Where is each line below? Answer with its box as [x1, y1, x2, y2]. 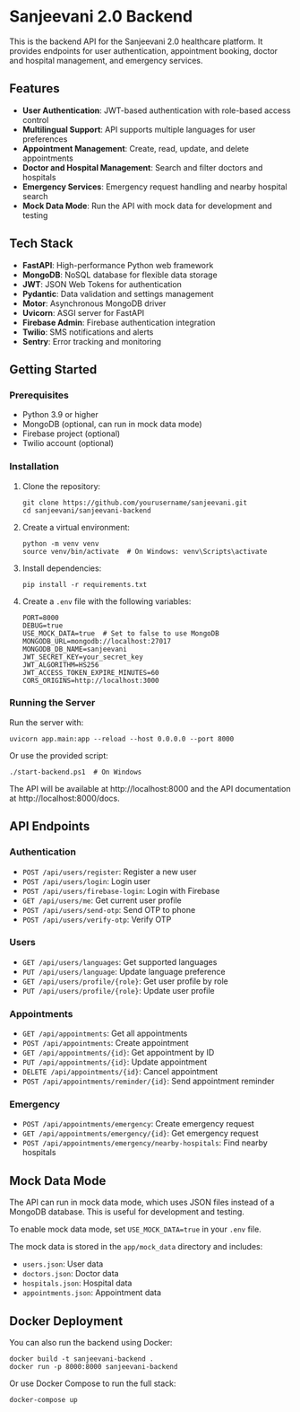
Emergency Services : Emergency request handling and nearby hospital [21, 181, 288, 192]
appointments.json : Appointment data [21, 1287, 162, 1298]
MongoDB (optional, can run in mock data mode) [21, 419, 203, 430]
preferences [21, 133, 68, 145]
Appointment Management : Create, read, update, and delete [21, 143, 249, 153]
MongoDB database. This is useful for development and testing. [9, 1206, 244, 1217]
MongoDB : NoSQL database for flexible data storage [21, 269, 218, 280]
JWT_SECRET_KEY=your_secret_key [21, 653, 143, 662]
